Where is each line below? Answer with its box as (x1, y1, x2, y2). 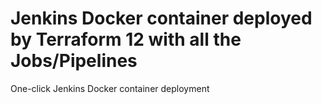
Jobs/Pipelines (10, 50, 138, 72)
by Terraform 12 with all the (10, 28, 242, 51)
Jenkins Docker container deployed (10, 7, 313, 30)
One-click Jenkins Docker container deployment (10, 82, 210, 94)
